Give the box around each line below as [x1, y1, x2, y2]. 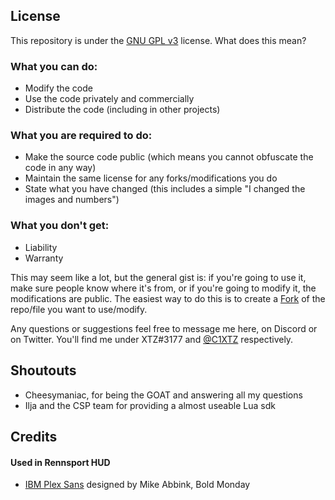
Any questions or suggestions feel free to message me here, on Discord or [10, 322, 318, 334]
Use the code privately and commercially [24, 93, 195, 105]
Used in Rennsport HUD [10, 456, 111, 468]
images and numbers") [24, 194, 120, 206]
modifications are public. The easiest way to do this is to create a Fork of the [10, 292, 326, 304]
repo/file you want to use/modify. [10, 303, 148, 315]
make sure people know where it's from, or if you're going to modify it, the [10, 282, 317, 294]
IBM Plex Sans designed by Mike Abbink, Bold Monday [24, 479, 251, 491]
